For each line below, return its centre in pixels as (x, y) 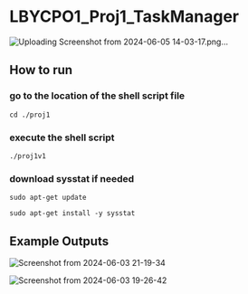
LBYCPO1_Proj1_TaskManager (124, 17)
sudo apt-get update (48, 198)
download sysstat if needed (72, 178)
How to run (41, 70)
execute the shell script (62, 138)
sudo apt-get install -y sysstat (72, 213)
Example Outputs (59, 241)
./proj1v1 (28, 156)
